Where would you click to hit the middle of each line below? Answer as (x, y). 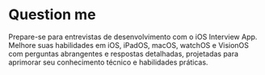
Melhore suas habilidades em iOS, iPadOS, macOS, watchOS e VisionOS (128, 45)
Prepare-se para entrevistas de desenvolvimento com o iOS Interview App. (133, 37)
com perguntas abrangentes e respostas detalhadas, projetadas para (124, 53)
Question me (52, 15)
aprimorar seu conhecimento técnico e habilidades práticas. (108, 62)
